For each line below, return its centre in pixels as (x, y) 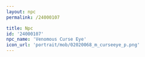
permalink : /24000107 (33, 17)
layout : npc (21, 12)
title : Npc (20, 28)
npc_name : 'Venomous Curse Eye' (46, 40)
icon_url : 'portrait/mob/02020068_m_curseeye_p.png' (73, 45)
